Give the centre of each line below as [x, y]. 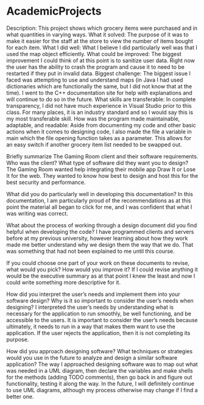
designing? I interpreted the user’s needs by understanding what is [90, 307]
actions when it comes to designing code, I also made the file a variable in [99, 132]
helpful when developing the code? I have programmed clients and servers [100, 231]
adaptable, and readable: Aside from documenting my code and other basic [101, 125]
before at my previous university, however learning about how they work [97, 238]
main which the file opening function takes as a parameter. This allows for [99, 138]
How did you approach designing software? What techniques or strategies [100, 351]
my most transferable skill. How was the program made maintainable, [93, 118]
